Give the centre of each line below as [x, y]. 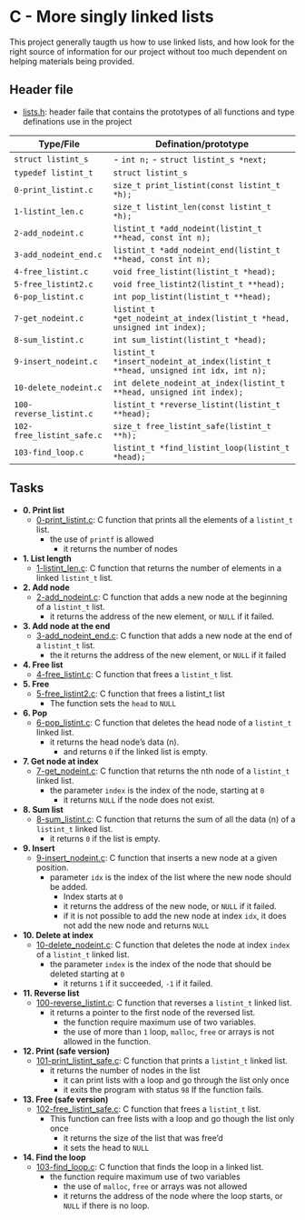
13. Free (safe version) [65, 1099]
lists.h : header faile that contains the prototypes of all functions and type [158, 112]
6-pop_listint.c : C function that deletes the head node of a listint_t [164, 722]
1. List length [47, 558]
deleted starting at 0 [87, 974]
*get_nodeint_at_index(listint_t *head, [202, 318]
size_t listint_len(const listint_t [192, 207]
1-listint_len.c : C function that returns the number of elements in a [159, 568]
